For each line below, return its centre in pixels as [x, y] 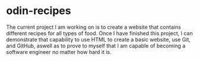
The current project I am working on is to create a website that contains [94, 27]
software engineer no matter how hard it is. [59, 52]
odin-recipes [39, 11]
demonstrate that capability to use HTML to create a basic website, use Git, [99, 39]
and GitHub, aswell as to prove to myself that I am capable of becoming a [96, 46]
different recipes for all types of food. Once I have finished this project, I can [99, 33]
